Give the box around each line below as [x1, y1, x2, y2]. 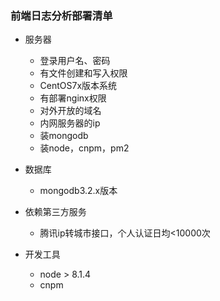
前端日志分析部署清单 [10, 8, 113, 22]
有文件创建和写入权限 [39, 67, 128, 79]
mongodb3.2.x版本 [39, 185, 118, 197]
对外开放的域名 [39, 105, 102, 117]
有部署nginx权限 [39, 92, 107, 104]
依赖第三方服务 [24, 206, 87, 218]
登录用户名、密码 [39, 55, 111, 67]
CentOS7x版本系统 [39, 80, 118, 92]
